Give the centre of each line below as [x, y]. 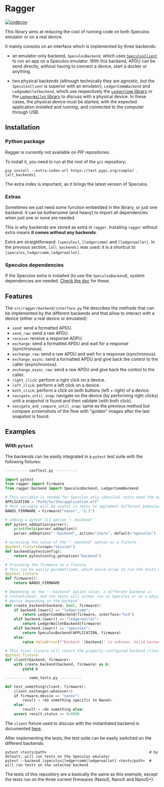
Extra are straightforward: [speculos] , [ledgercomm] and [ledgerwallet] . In [80, 242]
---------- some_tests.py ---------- [43, 678]
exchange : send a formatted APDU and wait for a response [70, 344]
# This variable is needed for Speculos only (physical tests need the [79, 498]
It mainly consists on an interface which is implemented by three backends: [81, 46]
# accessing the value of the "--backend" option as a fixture [71, 542]
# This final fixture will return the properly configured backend [75, 651]
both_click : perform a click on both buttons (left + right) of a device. [81, 390]
